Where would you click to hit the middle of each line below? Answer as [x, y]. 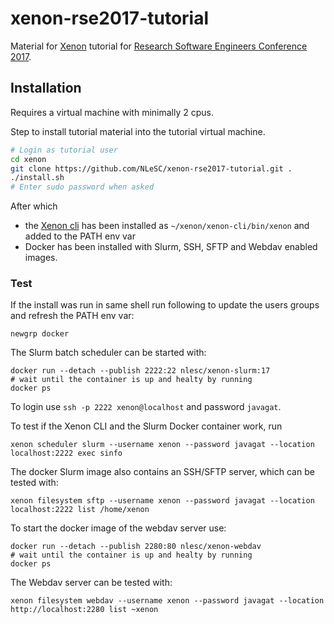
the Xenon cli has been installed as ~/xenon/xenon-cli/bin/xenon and [167, 226]
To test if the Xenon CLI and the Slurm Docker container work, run [146, 426]
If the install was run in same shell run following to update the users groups [165, 305]
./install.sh [37, 178]
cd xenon [28, 159]
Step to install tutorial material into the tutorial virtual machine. [138, 131]
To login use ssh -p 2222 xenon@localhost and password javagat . [146, 407]
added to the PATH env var [80, 236]
